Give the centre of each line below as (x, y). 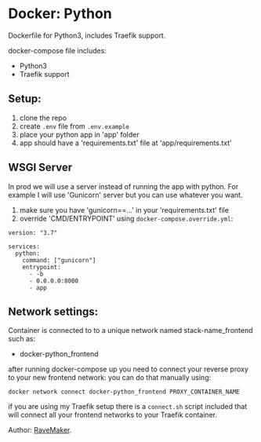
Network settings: (53, 311)
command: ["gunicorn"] (59, 260)
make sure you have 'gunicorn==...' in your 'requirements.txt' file (124, 210)
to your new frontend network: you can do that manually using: (110, 378)
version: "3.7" (33, 232)
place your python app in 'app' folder (79, 134)
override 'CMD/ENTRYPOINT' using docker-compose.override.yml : (126, 218)
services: (24, 247)
